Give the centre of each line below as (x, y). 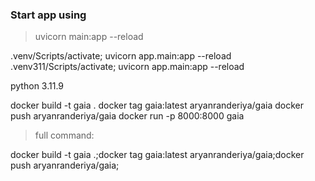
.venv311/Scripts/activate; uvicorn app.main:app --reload (127, 67)
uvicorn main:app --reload (89, 37)
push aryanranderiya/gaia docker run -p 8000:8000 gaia (127, 116)
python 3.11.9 (37, 86)
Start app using (48, 15)
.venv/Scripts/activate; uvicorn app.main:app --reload (121, 56)
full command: (64, 135)
